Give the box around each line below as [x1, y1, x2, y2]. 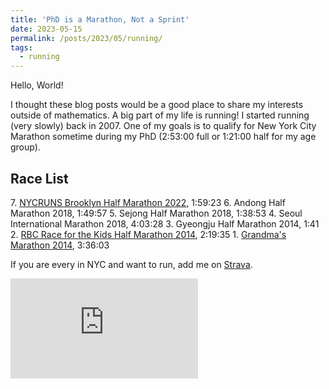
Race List [10, 170, 69, 187]
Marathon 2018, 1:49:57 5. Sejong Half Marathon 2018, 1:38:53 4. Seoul [10, 207, 303, 219]
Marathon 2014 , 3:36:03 [10, 239, 110, 251]
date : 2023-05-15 [10, 24, 83, 34]
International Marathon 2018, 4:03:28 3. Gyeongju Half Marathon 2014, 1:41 [10, 217, 320, 230]
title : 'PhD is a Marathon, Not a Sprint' [10, 14, 190, 25]
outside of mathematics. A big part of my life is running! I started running [10, 109, 310, 121]
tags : [10, 42, 33, 53]
